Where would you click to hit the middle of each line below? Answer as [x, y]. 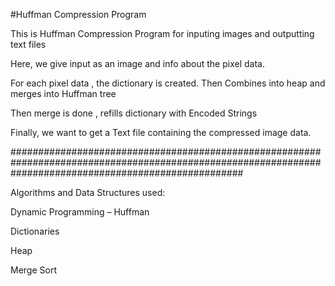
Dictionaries [35, 231]
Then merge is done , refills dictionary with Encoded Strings [134, 113]
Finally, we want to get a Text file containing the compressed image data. [161, 132]
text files [28, 44]
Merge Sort [33, 270]
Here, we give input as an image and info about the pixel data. [137, 63]
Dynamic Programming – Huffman [80, 212]
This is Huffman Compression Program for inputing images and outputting [162, 33]
